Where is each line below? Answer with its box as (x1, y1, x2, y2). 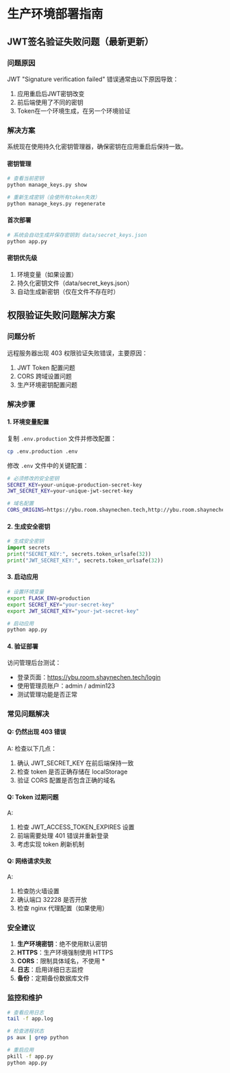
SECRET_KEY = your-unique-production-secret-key (7, 482, 142, 488)
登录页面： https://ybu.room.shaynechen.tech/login (16, 673, 161, 681)
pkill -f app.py (7, 1052, 53, 1060)
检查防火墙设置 (16, 887, 60, 895)
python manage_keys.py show (7, 181, 88, 189)
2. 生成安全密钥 (7, 522, 51, 530)
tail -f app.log (7, 1015, 53, 1022)
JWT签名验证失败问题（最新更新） (7, 36, 154, 47)
